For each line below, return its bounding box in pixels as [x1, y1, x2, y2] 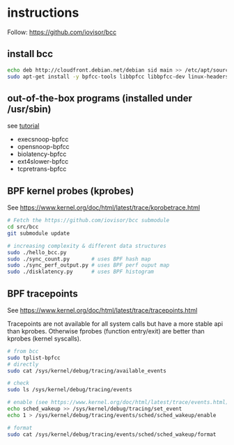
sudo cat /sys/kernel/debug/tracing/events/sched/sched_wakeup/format [7, 430, 217, 438]
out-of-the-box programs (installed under [7, 92, 193, 104]
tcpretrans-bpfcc [17, 165, 67, 173]
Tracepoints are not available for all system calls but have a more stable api [7, 319, 224, 328]
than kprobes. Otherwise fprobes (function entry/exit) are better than [7, 327, 205, 335]
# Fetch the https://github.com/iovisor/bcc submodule [7, 217, 170, 224]
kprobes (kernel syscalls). [7, 334, 81, 343]
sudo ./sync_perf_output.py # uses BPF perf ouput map [7, 262, 170, 269]
